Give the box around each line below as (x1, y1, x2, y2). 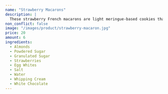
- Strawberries (9, 58, 41, 63)
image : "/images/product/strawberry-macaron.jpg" (5, 26, 111, 31)
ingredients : (5, 40, 32, 45)
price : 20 (5, 30, 26, 35)
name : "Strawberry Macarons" (5, 7, 66, 12)
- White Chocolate (9, 81, 48, 86)
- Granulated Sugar (9, 53, 50, 59)
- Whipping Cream (9, 77, 46, 82)
